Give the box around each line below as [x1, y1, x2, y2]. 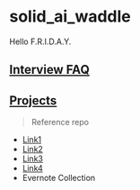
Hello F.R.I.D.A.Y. [9, 36, 72, 47]
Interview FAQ [9, 62, 90, 77]
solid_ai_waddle [9, 6, 132, 27]
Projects [9, 93, 57, 108]
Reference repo [31, 117, 90, 128]
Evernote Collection [22, 173, 96, 184]
